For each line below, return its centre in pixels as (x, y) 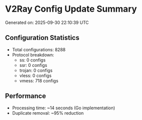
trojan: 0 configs (36, 70)
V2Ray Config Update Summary (71, 9)
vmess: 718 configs (39, 80)
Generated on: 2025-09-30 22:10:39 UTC (47, 22)
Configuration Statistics (42, 38)
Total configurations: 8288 (39, 49)
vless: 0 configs (35, 75)
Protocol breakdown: (33, 55)
